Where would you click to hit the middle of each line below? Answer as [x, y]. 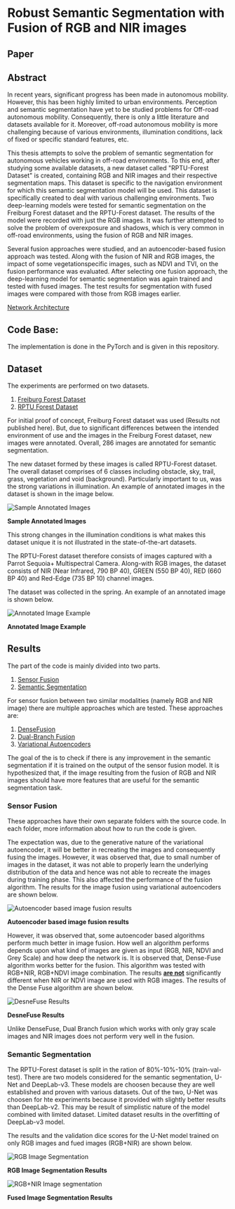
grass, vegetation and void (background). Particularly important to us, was [115, 479]
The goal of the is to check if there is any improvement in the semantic [109, 757]
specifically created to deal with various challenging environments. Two [111, 198]
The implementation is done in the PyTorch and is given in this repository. [113, 347]
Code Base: [33, 330]
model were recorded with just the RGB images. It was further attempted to [116, 220]
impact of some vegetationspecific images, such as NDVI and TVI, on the [113, 264]
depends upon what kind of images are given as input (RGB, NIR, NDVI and [115, 951]
